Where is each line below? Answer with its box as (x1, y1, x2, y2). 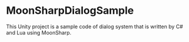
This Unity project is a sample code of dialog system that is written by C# (6, 23, 183, 30)
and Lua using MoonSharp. (6, 29, 72, 36)
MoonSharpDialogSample (6, 4, 134, 17)
